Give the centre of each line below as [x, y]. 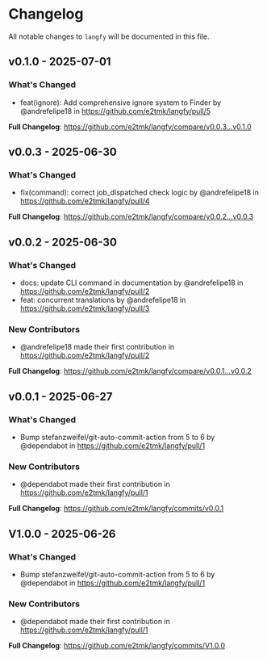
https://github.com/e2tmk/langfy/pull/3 [85, 308]
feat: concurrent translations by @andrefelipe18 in [103, 300]
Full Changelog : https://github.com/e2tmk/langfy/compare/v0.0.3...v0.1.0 [130, 127]
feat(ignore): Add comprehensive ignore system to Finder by [121, 103]
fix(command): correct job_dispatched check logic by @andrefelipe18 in [140, 193]
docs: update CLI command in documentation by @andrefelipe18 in [131, 283]
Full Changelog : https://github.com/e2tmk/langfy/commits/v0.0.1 [116, 509]
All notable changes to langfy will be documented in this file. [109, 36]
